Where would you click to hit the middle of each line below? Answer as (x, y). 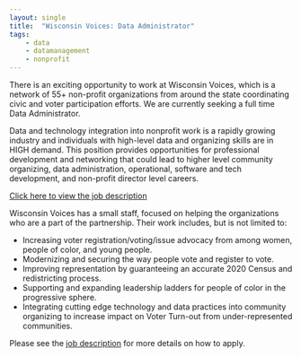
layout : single (38, 17)
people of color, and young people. (87, 249)
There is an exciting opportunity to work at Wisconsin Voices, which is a (142, 85)
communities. (48, 326)
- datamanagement (58, 51)
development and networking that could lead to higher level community (142, 159)
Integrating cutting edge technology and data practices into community (154, 307)
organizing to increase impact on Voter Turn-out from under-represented (157, 316)
